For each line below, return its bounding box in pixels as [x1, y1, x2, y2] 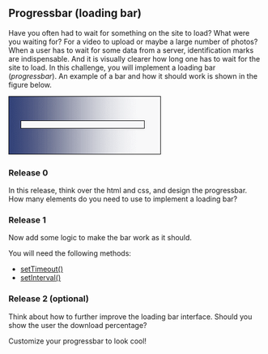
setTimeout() [19, 264, 63, 274]
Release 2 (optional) [8, 293, 89, 304]
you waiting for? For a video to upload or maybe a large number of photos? [8, 37, 258, 46]
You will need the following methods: [8, 248, 132, 258]
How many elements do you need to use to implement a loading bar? [8, 194, 237, 204]
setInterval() [19, 273, 62, 283]
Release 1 [8, 214, 46, 226]
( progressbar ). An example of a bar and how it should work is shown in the [8, 71, 257, 80]
